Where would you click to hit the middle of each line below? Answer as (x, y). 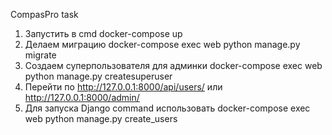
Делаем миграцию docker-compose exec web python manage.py (162, 44)
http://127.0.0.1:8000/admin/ (82, 97)
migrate (40, 55)
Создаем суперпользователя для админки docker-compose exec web (173, 65)
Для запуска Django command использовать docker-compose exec (167, 108)
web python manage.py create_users (101, 118)
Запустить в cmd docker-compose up (103, 33)
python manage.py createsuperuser (98, 76)
